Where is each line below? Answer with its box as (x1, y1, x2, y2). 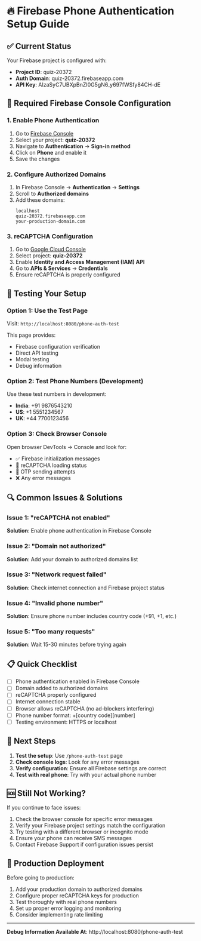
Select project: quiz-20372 (15, 252, 83, 259)
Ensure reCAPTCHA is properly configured (15, 271, 120, 278)
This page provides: (7, 331, 56, 339)
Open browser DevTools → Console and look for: (7, 443, 127, 450)
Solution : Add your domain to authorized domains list (7, 555, 138, 562)
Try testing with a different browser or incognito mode (15, 828, 149, 835)
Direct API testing (15, 349, 59, 356)
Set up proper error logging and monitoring (15, 905, 122, 912)
